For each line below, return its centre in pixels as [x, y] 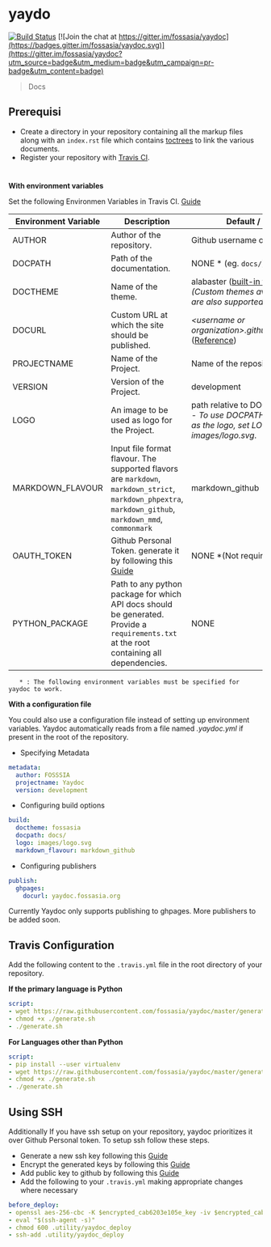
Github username [224, 240]
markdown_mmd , [137, 519]
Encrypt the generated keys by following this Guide [105, 1164]
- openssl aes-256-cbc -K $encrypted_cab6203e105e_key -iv [110, 1212]
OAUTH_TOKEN [42, 555]
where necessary [49, 1190]
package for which [146, 594]
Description [147, 221]
